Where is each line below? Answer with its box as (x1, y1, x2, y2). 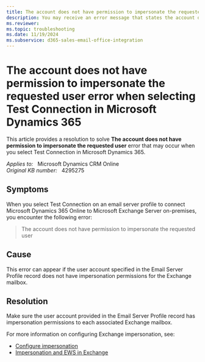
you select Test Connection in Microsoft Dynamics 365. (6, 148, 146, 155)
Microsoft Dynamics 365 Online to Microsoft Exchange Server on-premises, (6, 207, 197, 214)
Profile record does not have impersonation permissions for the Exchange (6, 272, 192, 279)
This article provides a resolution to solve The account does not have (6, 135, 182, 143)
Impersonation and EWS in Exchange (15, 349, 109, 357)
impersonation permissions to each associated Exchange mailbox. (6, 319, 173, 326)
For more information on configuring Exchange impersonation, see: (6, 330, 175, 338)
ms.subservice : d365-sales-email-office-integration (6, 37, 143, 43)
